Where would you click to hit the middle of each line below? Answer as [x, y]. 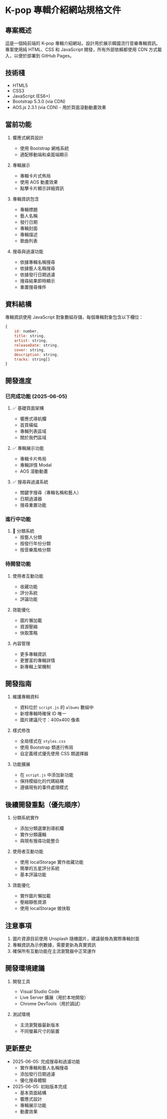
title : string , [30, 336]
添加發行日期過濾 [37, 1074]
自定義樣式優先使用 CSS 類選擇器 [54, 754]
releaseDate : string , [36, 345]
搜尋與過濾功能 [28, 251]
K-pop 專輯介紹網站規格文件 [63, 10]
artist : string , [31, 341]
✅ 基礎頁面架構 [28, 408]
